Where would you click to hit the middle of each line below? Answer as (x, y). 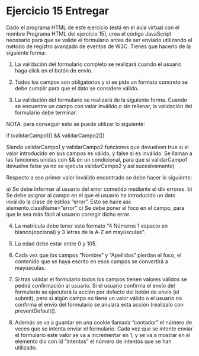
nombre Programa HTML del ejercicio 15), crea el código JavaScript (89, 33)
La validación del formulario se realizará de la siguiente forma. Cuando (101, 100)
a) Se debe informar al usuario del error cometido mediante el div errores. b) (99, 189)
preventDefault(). (36, 311)
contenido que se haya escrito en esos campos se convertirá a (92, 261)
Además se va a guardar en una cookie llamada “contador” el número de (103, 322)
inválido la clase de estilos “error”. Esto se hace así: (69, 201)
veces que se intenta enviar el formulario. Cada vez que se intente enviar (104, 329)
